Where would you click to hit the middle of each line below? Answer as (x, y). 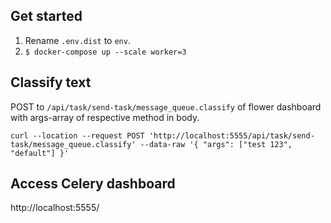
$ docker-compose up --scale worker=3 (105, 52)
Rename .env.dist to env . (77, 40)
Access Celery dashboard (93, 184)
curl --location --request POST (77, 135)
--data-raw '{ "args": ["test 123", (216, 144)
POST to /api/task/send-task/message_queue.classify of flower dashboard (166, 106)
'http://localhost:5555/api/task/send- (231, 135)
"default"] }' (40, 153)
